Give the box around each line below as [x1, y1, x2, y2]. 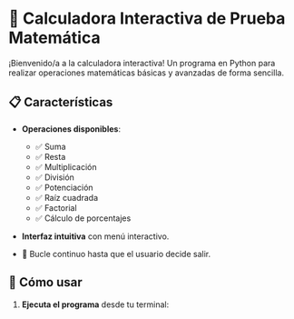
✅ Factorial [34, 202, 78, 213]
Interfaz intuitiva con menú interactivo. [21, 231, 170, 242]
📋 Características [8, 95, 113, 110]
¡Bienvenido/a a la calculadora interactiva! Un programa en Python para [8, 57, 276, 68]
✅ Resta [34, 151, 66, 162]
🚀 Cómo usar [8, 274, 83, 290]
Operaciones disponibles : [21, 123, 122, 135]
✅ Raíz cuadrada [34, 192, 99, 203]
